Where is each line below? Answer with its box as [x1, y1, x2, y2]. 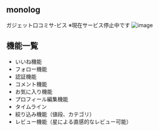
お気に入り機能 [15, 88, 53, 95]
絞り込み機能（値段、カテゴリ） [15, 111, 95, 118]
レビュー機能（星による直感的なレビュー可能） [15, 118, 132, 125]
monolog [6, 5, 41, 15]
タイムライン [15, 103, 47, 110]
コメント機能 [15, 81, 47, 88]
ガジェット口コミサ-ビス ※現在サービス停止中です [6, 21, 131, 29]
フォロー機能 [15, 65, 47, 73]
